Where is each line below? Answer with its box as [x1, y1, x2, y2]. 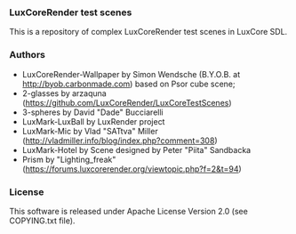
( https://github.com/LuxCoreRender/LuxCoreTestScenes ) [21, 97, 233, 108]
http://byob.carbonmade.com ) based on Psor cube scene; [21, 78, 236, 89]
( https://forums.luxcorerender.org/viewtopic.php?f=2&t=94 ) [21, 163, 242, 174]
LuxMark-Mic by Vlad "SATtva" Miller [21, 125, 158, 136]
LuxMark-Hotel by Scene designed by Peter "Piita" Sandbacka [21, 144, 252, 155]
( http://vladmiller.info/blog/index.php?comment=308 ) [21, 135, 218, 146]
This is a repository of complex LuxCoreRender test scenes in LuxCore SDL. [9, 27, 288, 37]
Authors [9, 49, 46, 61]
